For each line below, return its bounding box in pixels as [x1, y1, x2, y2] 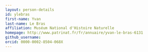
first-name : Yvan [5, 16, 41, 21]
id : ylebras [5, 12, 30, 17]
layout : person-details [5, 7, 55, 12]
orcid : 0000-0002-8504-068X [5, 40, 64, 45]
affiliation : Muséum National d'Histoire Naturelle [5, 26, 114, 31]
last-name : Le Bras [5, 21, 46, 26]
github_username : [5, 35, 41, 40]
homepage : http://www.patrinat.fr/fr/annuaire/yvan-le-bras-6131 [5, 30, 143, 35]
